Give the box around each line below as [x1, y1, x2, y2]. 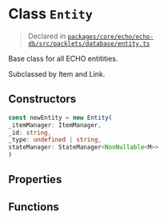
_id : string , [8, 129, 52, 137]
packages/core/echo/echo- [67, 33, 154, 41]
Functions [8, 200, 60, 213]
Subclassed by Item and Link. [8, 69, 105, 78]
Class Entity [8, 5, 93, 23]
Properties [8, 173, 62, 186]
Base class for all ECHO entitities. [8, 54, 118, 63]
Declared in [27, 31, 66, 41]
